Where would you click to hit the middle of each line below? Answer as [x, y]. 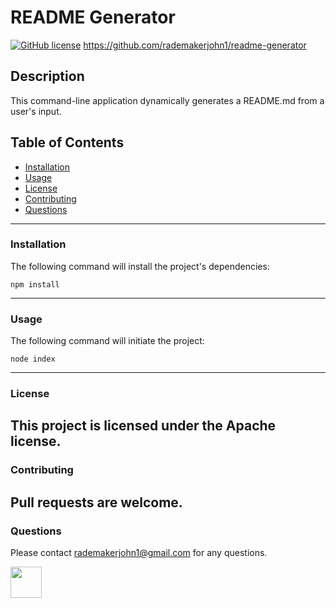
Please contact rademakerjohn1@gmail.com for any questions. [139, 553]
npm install [35, 284]
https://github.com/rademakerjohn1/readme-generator [195, 45]
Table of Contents [67, 142]
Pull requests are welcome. [96, 502]
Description [47, 76]
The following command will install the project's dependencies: [140, 266]
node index [33, 359]
